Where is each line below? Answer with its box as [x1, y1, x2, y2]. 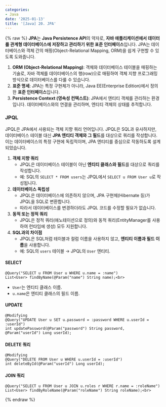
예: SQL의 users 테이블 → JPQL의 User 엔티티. [19, 248, 111, 254]
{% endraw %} [5, 397, 36, 403]
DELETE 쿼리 [5, 341, 31, 347]
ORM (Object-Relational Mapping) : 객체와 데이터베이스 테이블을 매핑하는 [12, 64, 157, 70]
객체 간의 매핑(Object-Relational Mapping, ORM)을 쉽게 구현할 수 [26, 48, 154, 53]
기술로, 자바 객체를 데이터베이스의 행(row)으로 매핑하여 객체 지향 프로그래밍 [12, 70, 158, 77]
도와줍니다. [14, 54, 36, 60]
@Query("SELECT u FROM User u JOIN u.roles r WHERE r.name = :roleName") [5, 384, 161, 389]
